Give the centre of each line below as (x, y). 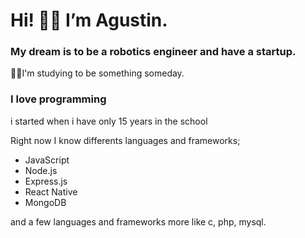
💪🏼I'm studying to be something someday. (97, 73)
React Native (51, 191)
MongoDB (45, 202)
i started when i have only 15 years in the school (109, 121)
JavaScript (47, 160)
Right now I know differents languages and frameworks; (125, 140)
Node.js (41, 170)
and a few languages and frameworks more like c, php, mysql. (138, 221)
